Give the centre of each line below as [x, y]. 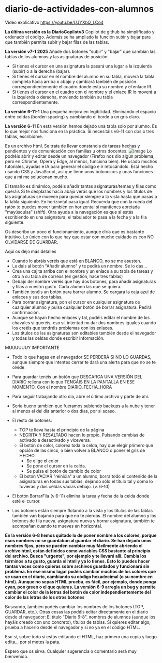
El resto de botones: [32, 420]
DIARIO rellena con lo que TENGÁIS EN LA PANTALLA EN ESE [73, 381]
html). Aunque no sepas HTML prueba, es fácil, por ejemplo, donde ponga [81, 581]
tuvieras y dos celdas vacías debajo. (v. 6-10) [65, 486]
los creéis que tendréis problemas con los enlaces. [63, 328]
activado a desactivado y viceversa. [55, 440]
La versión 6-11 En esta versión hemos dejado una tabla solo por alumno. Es [81, 126]
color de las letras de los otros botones [45, 597]
